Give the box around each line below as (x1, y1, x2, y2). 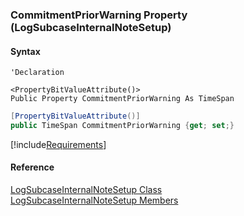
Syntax (10, 45, 41, 57)
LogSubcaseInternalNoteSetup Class (10, 184, 163, 196)
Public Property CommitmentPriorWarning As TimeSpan (10, 94, 235, 104)
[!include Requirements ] (10, 138, 107, 150)
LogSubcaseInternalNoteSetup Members (10, 194, 179, 207)
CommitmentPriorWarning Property (10, 8, 188, 22)
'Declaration (10, 68, 65, 78)
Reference (10, 161, 55, 173)
